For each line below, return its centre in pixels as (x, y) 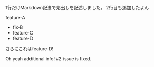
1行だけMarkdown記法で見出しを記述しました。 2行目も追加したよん (77, 7)
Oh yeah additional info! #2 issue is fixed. (49, 59)
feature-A (15, 18)
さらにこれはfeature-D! (29, 49)
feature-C (23, 33)
